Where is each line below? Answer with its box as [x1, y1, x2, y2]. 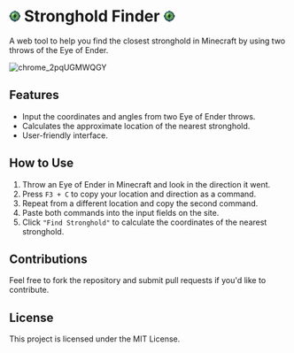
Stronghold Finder [23, 6, 160, 27]
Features [9, 88, 59, 103]
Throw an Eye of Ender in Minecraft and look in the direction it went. [21, 179, 271, 189]
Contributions [9, 251, 88, 266]
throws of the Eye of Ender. [9, 44, 109, 55]
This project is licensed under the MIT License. [9, 334, 181, 344]
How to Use [9, 156, 74, 171]
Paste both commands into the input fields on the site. [21, 207, 220, 218]
